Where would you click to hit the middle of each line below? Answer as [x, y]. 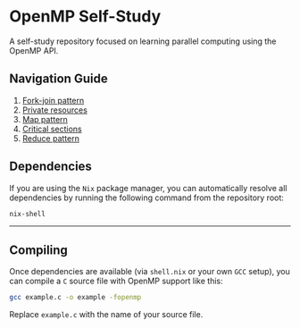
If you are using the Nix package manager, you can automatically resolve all [148, 188]
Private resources [54, 110]
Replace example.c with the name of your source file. [106, 315]
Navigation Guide [59, 79]
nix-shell [28, 214]
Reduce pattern [51, 138]
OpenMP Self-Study [85, 17]
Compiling [39, 250]
